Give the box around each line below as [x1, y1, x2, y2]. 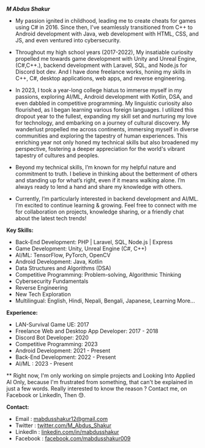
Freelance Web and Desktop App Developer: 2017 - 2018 [15, 328, 158, 334]
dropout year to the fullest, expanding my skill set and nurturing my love [15, 113, 197, 120]
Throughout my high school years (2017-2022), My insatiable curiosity [15, 48, 193, 56]
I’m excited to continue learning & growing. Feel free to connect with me [15, 202, 197, 209]
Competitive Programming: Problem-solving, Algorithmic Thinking [15, 271, 182, 278]
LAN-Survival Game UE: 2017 [15, 321, 89, 328]
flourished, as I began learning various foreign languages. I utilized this [15, 106, 194, 113]
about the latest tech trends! [15, 215, 87, 222]
